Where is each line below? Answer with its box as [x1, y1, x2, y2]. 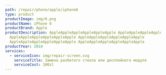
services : [5, 48, 26, 53]
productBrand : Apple [5, 26, 48, 31]
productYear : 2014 [5, 44, 43, 49]
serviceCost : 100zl [14, 62, 54, 67]
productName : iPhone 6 [5, 21, 52, 26]
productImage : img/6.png [5, 16, 56, 21]
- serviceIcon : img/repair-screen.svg [9, 53, 90, 58]
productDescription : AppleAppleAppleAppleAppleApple [5, 30, 116, 35]
